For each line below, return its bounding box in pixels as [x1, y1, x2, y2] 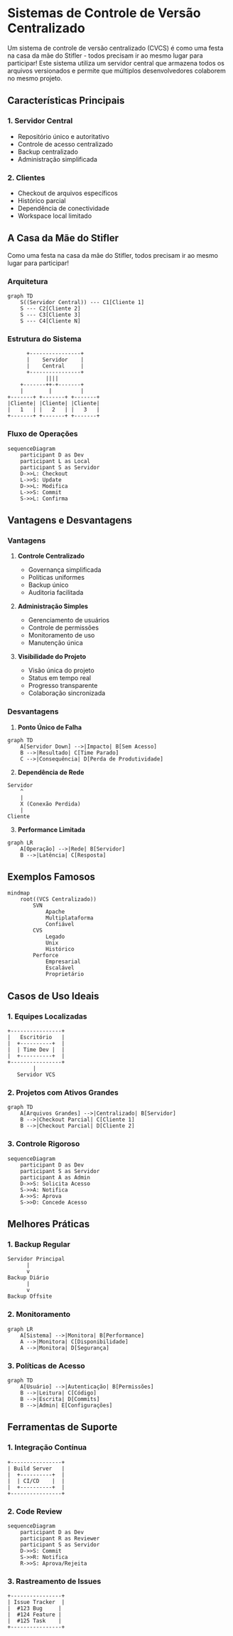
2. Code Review [7, 1506, 63, 1516]
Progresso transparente [28, 682, 98, 690]
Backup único [28, 580, 69, 589]
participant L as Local [20, 457, 91, 464]
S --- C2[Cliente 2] [20, 305, 81, 313]
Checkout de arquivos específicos [17, 189, 119, 197]
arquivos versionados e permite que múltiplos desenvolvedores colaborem [7, 66, 226, 75]
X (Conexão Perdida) [20, 800, 81, 808]
